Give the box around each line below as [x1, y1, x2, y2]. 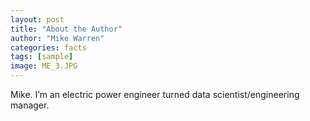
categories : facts [10, 42, 87, 53]
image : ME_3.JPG [10, 61, 78, 71]
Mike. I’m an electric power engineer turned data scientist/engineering [10, 89, 300, 100]
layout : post [10, 14, 65, 25]
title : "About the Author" [10, 24, 123, 34]
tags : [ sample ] [10, 52, 74, 62]
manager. [10, 99, 50, 111]
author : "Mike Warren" [10, 33, 105, 43]
